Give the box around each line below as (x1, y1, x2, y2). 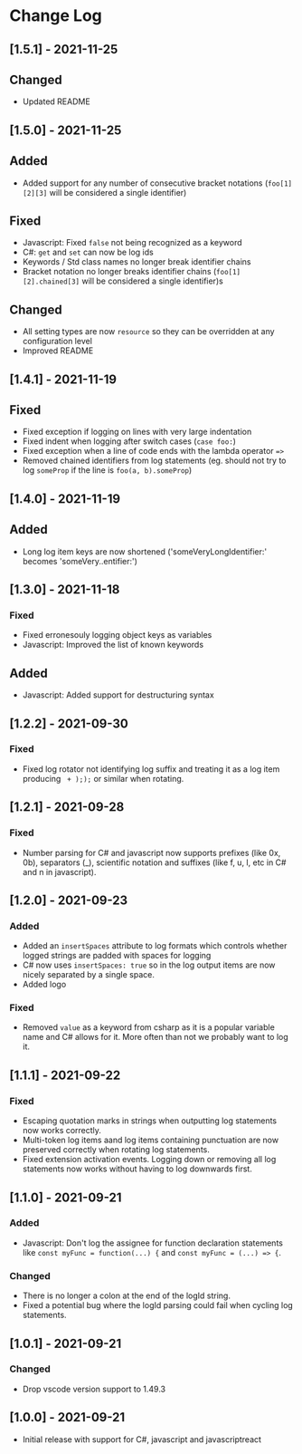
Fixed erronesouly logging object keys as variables (22, 630, 212, 640)
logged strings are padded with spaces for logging (22, 950, 212, 961)
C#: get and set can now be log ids (22, 246, 154, 258)
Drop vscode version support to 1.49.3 (22, 1383, 165, 1394)
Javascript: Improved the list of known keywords (22, 640, 204, 650)
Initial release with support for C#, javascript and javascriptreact (22, 1433, 262, 1445)
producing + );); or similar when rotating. (22, 773, 184, 784)
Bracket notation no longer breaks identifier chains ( (22, 266, 217, 277)
